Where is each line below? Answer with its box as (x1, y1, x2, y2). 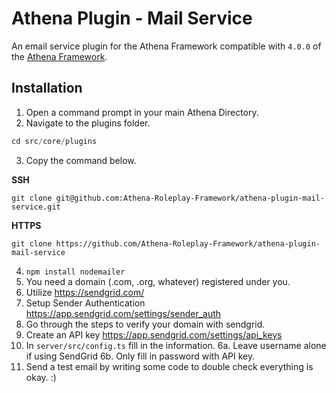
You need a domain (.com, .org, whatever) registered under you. (25, 275, 291, 287)
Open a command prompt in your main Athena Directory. (25, 106, 259, 118)
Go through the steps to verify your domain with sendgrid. (25, 318, 266, 330)
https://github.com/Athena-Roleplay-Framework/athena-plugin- (55, 238, 321, 249)
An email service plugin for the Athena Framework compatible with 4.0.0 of (11, 40, 322, 52)
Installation (11, 80, 83, 97)
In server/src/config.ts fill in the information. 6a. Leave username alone (25, 339, 327, 351)
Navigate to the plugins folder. (25, 117, 151, 129)
